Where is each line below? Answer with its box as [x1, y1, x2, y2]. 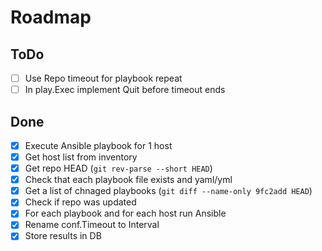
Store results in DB [24, 230, 102, 242]
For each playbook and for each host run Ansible [24, 207, 227, 220]
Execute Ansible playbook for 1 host [24, 139, 173, 151]
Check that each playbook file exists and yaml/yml [24, 174, 233, 186]
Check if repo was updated [24, 196, 137, 208]
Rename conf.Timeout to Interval [24, 219, 160, 231]
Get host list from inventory [24, 151, 138, 163]
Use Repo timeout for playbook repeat [24, 72, 183, 84]
